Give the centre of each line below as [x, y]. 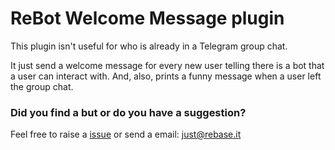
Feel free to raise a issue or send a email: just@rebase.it [126, 134]
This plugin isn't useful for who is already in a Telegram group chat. [149, 46]
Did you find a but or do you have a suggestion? [128, 112]
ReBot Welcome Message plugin [147, 18]
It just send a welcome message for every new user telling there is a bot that [167, 65]
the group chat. [42, 86]
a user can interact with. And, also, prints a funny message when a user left [166, 76]
